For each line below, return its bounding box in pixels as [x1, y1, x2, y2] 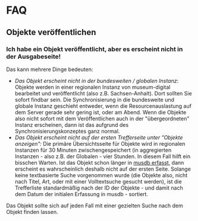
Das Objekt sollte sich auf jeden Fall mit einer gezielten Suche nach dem [6, 202, 183, 209]
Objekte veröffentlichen [6, 27, 96, 37]
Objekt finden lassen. [6, 208, 58, 215]
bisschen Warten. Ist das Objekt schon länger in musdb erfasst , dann [14, 159, 184, 166]
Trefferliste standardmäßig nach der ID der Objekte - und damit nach [14, 184, 183, 191]
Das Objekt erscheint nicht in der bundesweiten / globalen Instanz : [14, 77, 179, 84]
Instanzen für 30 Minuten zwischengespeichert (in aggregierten [14, 146, 172, 153]
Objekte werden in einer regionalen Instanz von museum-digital [14, 84, 171, 91]
